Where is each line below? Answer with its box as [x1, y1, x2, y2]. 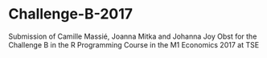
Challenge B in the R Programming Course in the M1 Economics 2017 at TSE [8, 39, 260, 49]
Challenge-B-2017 [8, 5, 133, 23]
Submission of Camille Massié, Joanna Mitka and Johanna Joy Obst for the [8, 31, 257, 41]
